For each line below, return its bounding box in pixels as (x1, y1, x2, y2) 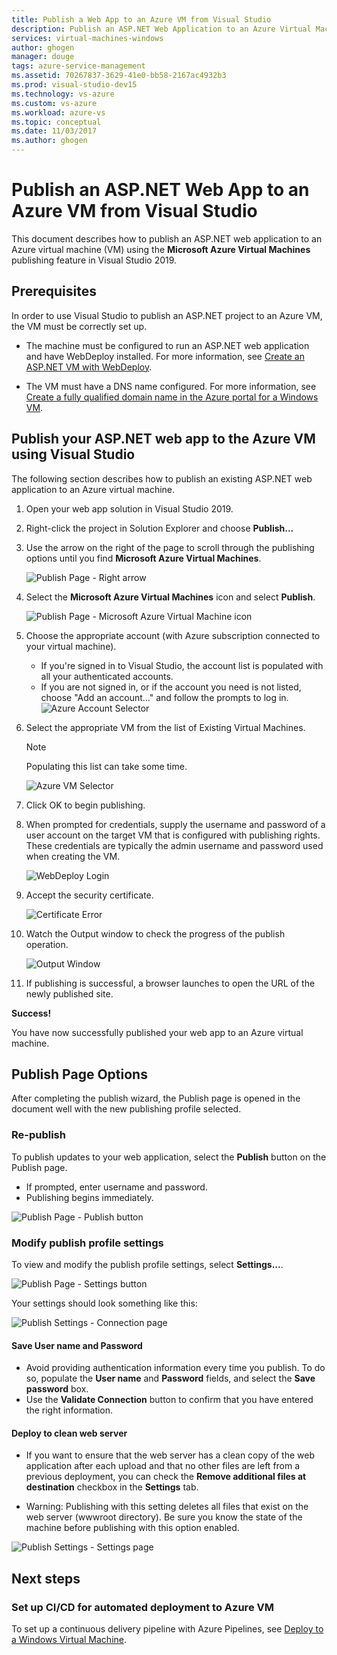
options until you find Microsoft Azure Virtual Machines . (25, 552, 262, 564)
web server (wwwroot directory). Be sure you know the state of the (25, 1511, 303, 1523)
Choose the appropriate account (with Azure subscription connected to (25, 629, 321, 641)
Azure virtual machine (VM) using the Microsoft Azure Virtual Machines (11, 243, 311, 255)
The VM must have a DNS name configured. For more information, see (25, 380, 317, 392)
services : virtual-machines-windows (11, 33, 164, 43)
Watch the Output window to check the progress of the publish (25, 927, 286, 940)
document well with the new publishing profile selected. (11, 1103, 242, 1115)
